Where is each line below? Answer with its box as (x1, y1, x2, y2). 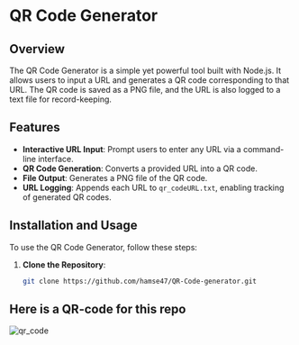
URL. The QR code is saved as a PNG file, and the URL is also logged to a (9, 85, 281, 95)
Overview (9, 41, 66, 57)
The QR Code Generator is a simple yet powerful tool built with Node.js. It (9, 65, 282, 76)
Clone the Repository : (22, 259, 106, 270)
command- (242, 143, 285, 154)
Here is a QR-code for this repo (9, 301, 186, 316)
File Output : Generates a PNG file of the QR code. (22, 172, 208, 183)
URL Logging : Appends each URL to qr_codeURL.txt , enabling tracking (22, 182, 285, 193)
